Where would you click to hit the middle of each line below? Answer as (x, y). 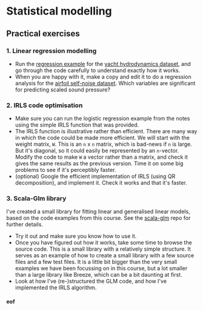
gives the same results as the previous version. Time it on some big (99, 163)
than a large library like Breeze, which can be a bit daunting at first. (98, 275)
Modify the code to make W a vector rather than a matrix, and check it (101, 157)
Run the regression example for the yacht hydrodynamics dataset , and (103, 64)
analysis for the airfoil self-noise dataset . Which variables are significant (105, 83)
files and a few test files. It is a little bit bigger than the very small (96, 262)
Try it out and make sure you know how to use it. (76, 236)
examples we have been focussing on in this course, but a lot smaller (101, 268)
